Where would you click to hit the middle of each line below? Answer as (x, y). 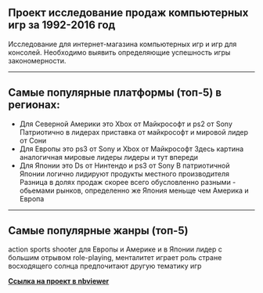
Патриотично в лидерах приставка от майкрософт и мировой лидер (134, 132)
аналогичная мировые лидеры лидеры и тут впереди (108, 157)
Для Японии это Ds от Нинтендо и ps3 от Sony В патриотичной (124, 165)
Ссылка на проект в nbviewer (59, 281)
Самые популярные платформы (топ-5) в (115, 93)
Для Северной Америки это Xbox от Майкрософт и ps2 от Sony (126, 124)
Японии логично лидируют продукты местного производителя (124, 174)
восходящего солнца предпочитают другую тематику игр (105, 266)
